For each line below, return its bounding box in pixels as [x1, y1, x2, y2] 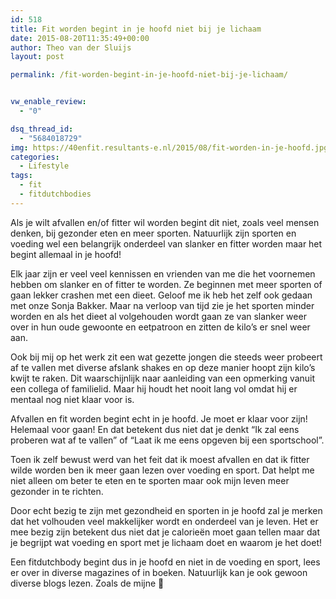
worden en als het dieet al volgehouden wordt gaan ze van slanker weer [10, 310, 307, 322]
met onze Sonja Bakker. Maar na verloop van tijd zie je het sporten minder [10, 299, 315, 311]
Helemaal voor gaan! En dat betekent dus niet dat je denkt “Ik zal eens [10, 423, 300, 435]
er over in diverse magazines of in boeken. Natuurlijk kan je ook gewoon [10, 566, 308, 578]
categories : [10, 152, 60, 162]
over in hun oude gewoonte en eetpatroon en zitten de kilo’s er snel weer [10, 321, 311, 333]
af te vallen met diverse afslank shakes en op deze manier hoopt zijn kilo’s [10, 361, 316, 373]
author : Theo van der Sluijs [10, 42, 132, 53]
